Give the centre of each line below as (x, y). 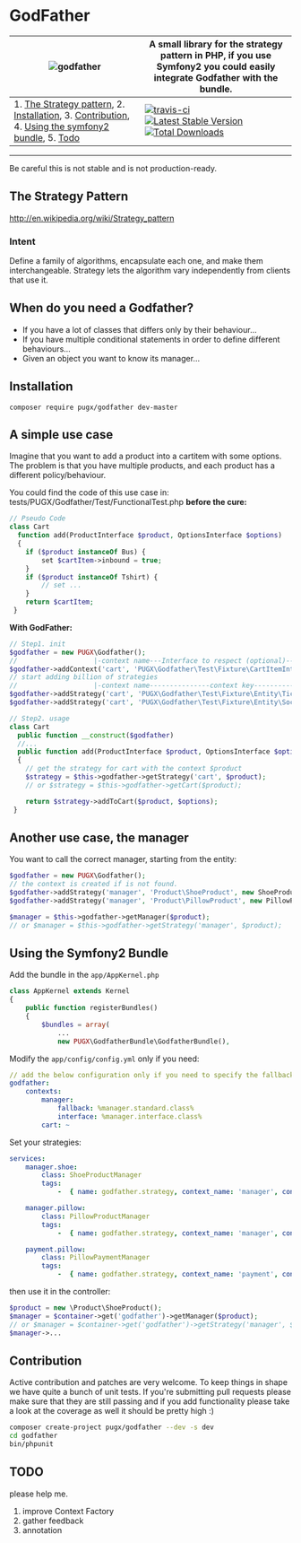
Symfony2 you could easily (216, 66)
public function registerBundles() (92, 1008)
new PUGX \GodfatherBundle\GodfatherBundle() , (143, 1042)
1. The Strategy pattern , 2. (69, 104)
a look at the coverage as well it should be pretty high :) (112, 1411)
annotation (42, 1530)
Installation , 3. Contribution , (72, 115)
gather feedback (53, 1521)
